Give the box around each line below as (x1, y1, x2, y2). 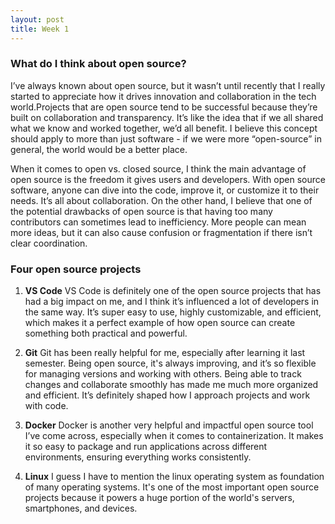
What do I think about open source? (10, 57, 187, 71)
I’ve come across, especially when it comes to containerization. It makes (24, 430, 324, 442)
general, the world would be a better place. (10, 143, 188, 155)
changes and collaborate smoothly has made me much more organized (24, 379, 319, 391)
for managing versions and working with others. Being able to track (24, 368, 302, 380)
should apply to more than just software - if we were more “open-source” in (10, 132, 322, 145)
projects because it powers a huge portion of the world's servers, (24, 492, 295, 504)
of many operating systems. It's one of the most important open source (24, 481, 320, 493)
